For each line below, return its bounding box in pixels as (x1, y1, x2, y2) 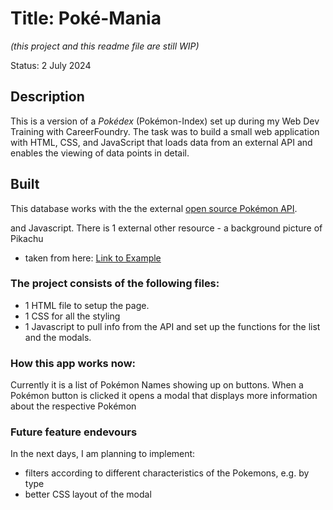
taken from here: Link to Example (24, 252, 162, 264)
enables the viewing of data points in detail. (10, 147, 190, 159)
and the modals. (24, 331, 92, 343)
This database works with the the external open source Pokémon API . (10, 202, 298, 214)
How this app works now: (10, 356, 137, 370)
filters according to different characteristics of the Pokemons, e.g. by (24, 467, 310, 479)
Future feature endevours (10, 425, 138, 439)
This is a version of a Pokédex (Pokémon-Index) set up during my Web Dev (10, 115, 320, 127)
